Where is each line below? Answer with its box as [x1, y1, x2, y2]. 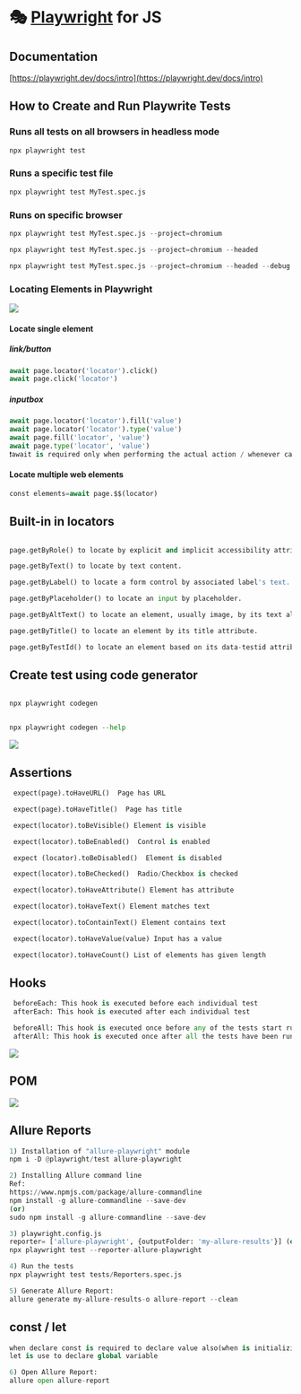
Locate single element [9, 323, 94, 334]
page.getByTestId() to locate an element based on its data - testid [9, 642, 267, 651]
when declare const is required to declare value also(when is [9, 1343, 251, 1353]
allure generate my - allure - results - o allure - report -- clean [9, 1294, 239, 1303]
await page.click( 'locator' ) [9, 374, 118, 384]
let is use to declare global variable [9, 1352, 159, 1361]
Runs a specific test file [9, 167, 114, 179]
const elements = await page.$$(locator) [9, 489, 159, 498]
